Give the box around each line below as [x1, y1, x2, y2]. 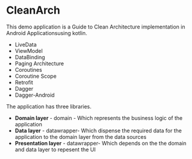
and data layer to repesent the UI [14, 146, 96, 153]
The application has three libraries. [6, 103, 92, 110]
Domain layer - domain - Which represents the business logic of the [14, 114, 183, 122]
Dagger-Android [14, 91, 55, 98]
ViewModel [14, 47, 43, 54]
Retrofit [14, 78, 33, 86]
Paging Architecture [14, 60, 64, 67]
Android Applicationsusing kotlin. [6, 29, 88, 36]
